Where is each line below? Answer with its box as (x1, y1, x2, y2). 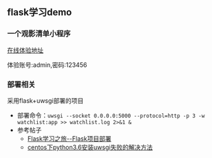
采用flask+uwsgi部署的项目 (7, 96, 84, 105)
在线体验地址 (7, 46, 43, 54)
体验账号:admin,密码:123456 (7, 61, 87, 69)
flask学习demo (7, 6, 72, 19)
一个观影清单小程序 (7, 29, 71, 39)
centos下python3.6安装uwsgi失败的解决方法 (27, 143, 153, 151)
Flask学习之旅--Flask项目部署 (27, 134, 112, 143)
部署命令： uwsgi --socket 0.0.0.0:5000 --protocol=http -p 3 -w (17, 111, 205, 119)
